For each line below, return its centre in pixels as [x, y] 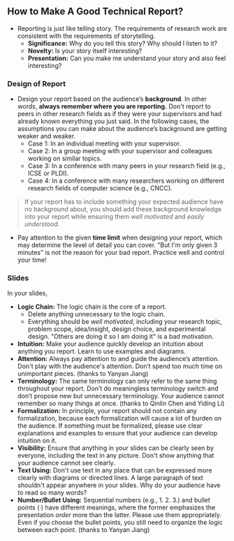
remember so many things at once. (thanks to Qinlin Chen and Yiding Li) [121, 403]
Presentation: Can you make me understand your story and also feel [127, 58]
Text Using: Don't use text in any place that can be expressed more [115, 470]
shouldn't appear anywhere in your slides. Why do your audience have [119, 485]
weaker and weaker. [46, 136]
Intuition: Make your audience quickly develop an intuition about [110, 344]
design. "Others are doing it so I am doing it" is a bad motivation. [121, 337]
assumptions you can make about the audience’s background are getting [122, 129]
